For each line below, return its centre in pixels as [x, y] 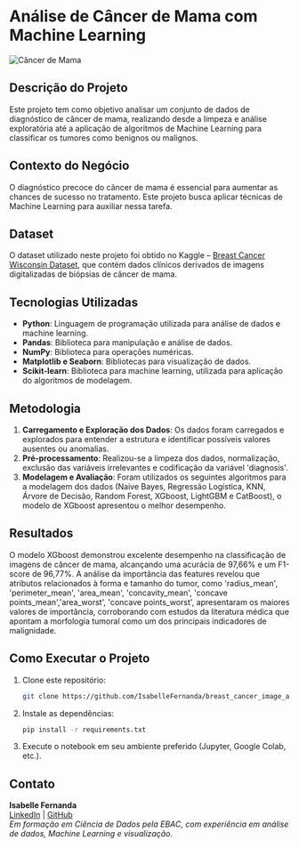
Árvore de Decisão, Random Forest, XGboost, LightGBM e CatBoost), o [152, 496]
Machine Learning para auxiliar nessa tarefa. [91, 206]
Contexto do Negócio [69, 166]
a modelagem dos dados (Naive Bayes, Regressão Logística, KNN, [144, 486]
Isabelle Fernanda [43, 805]
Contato [32, 783]
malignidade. [33, 630]
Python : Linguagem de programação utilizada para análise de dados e [151, 324]
